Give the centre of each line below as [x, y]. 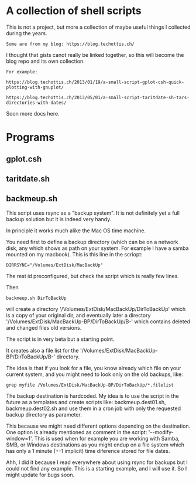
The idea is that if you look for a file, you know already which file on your [94, 368]
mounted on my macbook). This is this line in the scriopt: [74, 254]
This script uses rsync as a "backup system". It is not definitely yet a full [93, 213]
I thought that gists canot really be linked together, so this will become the [95, 55]
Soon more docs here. [33, 113]
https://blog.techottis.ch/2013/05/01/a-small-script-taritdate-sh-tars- [98, 97]
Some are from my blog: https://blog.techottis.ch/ [70, 44]
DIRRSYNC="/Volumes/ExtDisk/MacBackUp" [55, 265]
